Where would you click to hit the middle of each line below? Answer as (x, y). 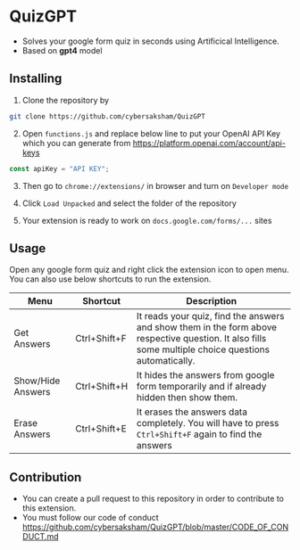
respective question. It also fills (202, 339)
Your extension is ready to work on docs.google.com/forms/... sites (147, 220)
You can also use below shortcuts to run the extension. (110, 279)
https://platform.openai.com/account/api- (209, 143)
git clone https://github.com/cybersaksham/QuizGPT (107, 116)
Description (212, 301)
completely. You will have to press (208, 423)
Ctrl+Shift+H (102, 387)
